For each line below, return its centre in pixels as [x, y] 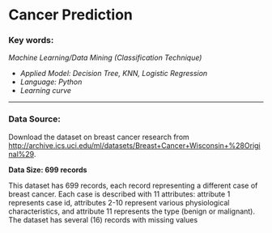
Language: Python [51, 82]
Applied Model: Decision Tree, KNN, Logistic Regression [114, 74]
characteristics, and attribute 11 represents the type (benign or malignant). [132, 211]
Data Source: [34, 119]
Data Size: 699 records [48, 169]
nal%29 [21, 154]
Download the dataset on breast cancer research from [99, 137]
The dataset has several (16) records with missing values [103, 219]
